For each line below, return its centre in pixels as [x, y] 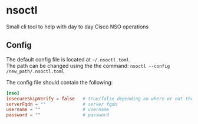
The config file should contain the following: [60, 82]
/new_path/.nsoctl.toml [35, 71]
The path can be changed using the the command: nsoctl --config [88, 66]
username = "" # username [58, 110]
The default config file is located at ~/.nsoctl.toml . [68, 59]
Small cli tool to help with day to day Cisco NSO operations [77, 27]
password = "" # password [58, 115]
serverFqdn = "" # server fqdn [62, 104]
